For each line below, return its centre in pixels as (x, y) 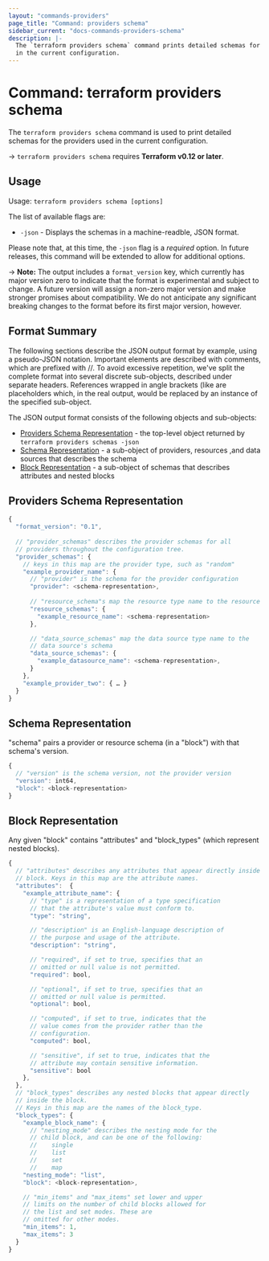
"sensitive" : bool (60, 1071)
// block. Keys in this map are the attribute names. (107, 878)
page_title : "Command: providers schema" (79, 23)
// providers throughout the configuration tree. (100, 549)
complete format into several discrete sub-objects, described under (120, 376)
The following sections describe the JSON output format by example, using (133, 350)
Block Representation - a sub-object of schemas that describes (125, 467)
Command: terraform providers (115, 93)
